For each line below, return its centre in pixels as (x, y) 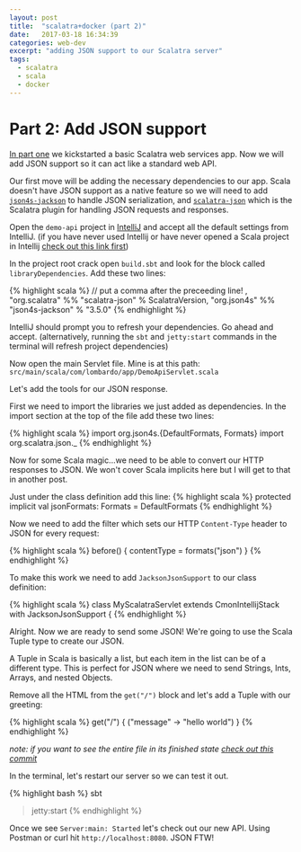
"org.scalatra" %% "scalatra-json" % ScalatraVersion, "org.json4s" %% (142, 300)
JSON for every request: (54, 533)
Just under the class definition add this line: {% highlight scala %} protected (150, 496)
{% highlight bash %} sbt (56, 793)
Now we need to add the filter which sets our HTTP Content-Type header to (148, 523)
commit (23, 758)
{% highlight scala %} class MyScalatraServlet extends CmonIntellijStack (145, 604)
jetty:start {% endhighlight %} (86, 811)
